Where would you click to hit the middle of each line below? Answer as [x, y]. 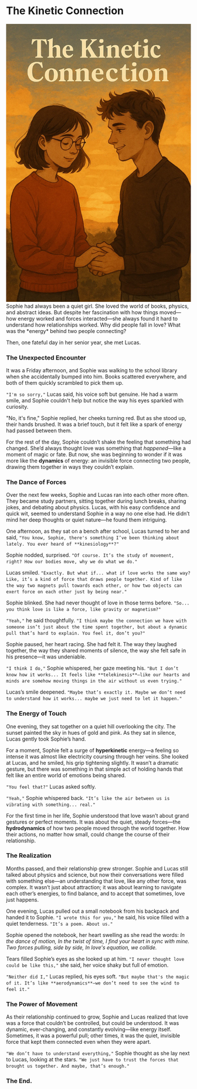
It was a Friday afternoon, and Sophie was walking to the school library [92, 370]
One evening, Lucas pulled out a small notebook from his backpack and [93, 911]
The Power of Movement [42, 1004]
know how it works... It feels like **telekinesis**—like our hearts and [98, 675]
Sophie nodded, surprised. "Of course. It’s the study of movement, [90, 555]
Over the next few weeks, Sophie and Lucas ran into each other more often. [98, 495]
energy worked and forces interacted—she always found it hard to [97, 318]
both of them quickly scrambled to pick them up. [65, 382]
